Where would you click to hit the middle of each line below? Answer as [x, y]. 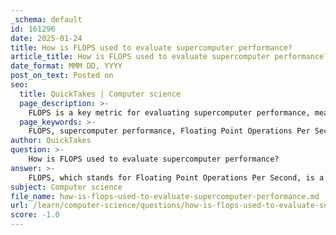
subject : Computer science [66, 187]
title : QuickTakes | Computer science [100, 94]
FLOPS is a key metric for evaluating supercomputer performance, [169, 112]
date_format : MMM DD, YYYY [66, 66]
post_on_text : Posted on [62, 76]
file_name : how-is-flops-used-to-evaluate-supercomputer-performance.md [165, 196]
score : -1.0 [35, 215]
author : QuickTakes [51, 141]
